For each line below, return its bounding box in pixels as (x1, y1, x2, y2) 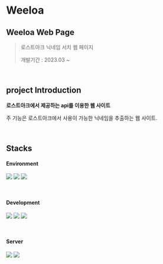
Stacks (6, 144, 32, 154)
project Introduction (6, 85, 81, 96)
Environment (6, 160, 38, 167)
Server (6, 238, 24, 245)
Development (6, 199, 40, 206)
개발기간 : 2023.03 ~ (20, 56, 70, 63)
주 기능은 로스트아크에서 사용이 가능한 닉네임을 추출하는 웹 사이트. (6, 114, 158, 122)
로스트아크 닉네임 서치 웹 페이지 (20, 44, 93, 50)
